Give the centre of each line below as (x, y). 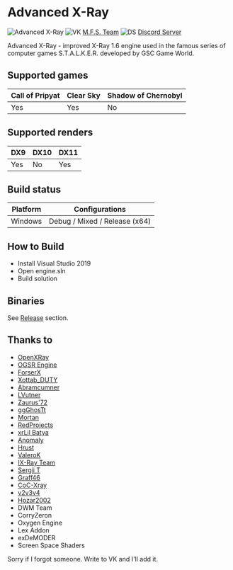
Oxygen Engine (40, 523)
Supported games (48, 75)
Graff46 (29, 477)
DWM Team (35, 508)
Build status (34, 189)
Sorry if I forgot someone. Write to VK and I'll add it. (83, 559)
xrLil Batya (33, 432)
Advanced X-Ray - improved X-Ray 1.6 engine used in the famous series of (116, 45)
